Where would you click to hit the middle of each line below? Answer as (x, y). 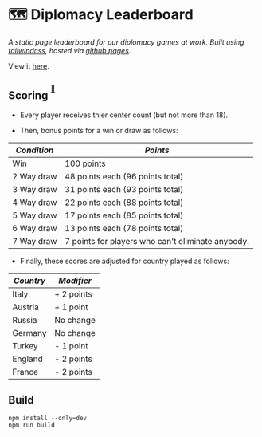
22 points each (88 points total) (124, 202)
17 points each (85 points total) (124, 215)
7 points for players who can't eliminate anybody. (157, 241)
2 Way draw (35, 176)
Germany (29, 333)
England (27, 359)
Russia (25, 320)
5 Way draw (35, 215)
